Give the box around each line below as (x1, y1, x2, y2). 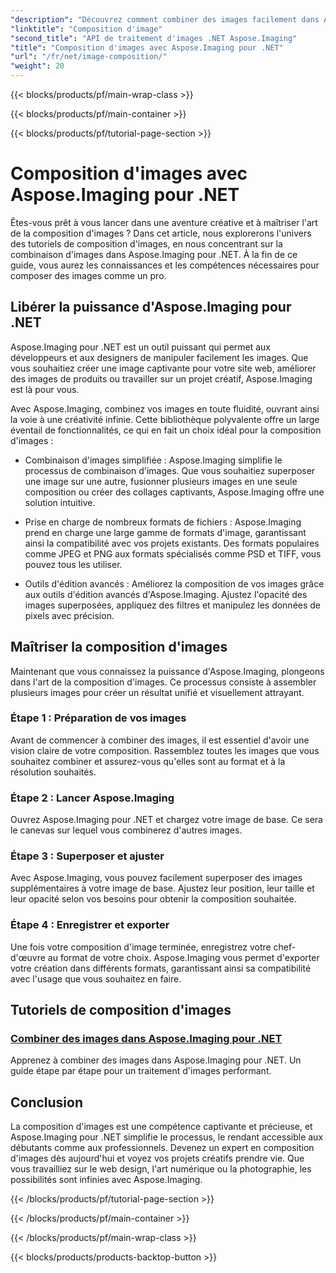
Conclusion (10, 1094, 84, 1111)
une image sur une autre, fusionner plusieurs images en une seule (24, 475, 298, 487)
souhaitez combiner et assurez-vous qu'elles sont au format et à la (10, 755, 286, 767)
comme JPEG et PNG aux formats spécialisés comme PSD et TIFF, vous (24, 547, 322, 560)
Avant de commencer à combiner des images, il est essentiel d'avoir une (10, 734, 310, 746)
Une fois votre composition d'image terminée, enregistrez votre (10, 941, 272, 953)
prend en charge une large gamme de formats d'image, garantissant (24, 526, 307, 538)
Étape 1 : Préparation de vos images (10, 711, 187, 725)
